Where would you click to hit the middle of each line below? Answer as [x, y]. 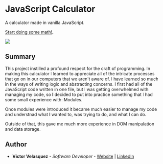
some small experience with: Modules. [44, 99]
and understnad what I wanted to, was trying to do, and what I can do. [76, 114]
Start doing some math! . [29, 32]
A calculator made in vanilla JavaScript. [45, 23]
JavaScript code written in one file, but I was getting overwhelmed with [77, 89]
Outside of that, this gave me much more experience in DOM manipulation [80, 124]
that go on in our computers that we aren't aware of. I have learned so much [82, 79]
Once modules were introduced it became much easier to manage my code [81, 109]
